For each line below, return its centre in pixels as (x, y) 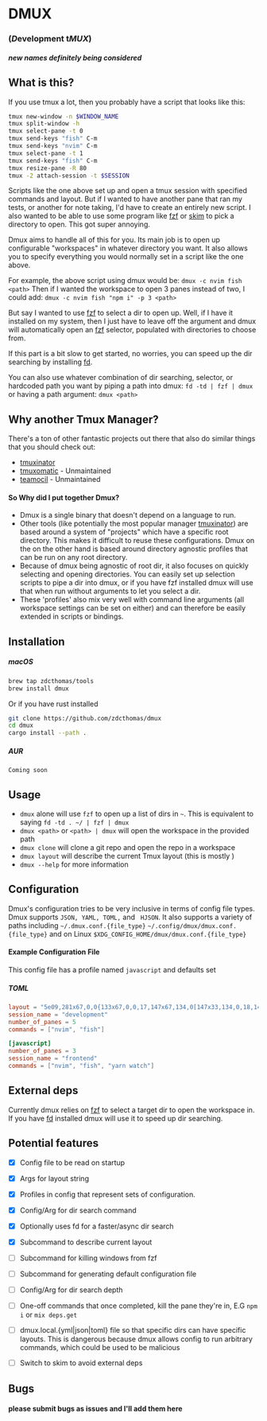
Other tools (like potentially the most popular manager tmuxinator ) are (134, 524)
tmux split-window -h (44, 124)
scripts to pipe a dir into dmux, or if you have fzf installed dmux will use (136, 583)
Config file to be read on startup (72, 1163)
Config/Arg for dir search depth (71, 1290)
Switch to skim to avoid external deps (81, 1363)
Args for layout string (54, 1178)
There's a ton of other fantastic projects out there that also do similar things (132, 439)
